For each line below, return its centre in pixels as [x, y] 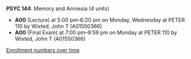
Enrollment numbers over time [43, 50]
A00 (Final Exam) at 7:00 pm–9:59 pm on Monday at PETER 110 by [96, 32]
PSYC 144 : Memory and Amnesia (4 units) [58, 9]
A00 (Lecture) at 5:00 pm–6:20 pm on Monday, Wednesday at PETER [100, 20]
